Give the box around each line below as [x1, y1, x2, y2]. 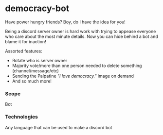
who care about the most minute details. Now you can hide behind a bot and [5, 34, 158, 39]
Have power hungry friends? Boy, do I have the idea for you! [5, 19, 126, 25]
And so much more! [12, 78, 52, 84]
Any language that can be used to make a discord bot [5, 124, 112, 130]
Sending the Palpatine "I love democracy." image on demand [12, 73, 134, 79]
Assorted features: [5, 48, 42, 54]
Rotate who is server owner [12, 57, 68, 63]
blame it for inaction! [5, 38, 46, 44]
